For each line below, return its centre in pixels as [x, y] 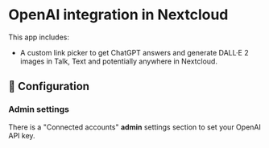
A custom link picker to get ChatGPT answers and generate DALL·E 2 [134, 52]
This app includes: [39, 37]
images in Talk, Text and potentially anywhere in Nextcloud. [118, 61]
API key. [22, 135]
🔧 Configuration [49, 86]
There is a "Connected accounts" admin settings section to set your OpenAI [135, 127]
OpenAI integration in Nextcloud [118, 15]
